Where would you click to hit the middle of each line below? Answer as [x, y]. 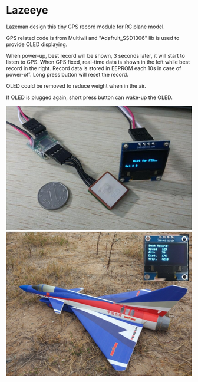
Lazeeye [27, 10]
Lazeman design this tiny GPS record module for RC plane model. [85, 27]
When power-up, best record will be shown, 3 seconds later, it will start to [96, 55]
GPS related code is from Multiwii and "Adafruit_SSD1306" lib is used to [93, 38]
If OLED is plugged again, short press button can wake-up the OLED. [89, 97]
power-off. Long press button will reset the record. [67, 74]
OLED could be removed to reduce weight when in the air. [76, 85]
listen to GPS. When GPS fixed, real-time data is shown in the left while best [98, 62]
